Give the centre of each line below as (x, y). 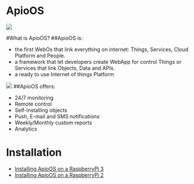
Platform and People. (40, 55)
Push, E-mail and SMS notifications (57, 116)
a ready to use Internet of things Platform (64, 74)
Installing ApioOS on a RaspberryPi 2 (59, 175)
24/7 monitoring (34, 97)
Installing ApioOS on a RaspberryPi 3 (59, 169)
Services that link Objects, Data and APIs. (65, 68)
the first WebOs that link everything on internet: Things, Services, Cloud (101, 49)
